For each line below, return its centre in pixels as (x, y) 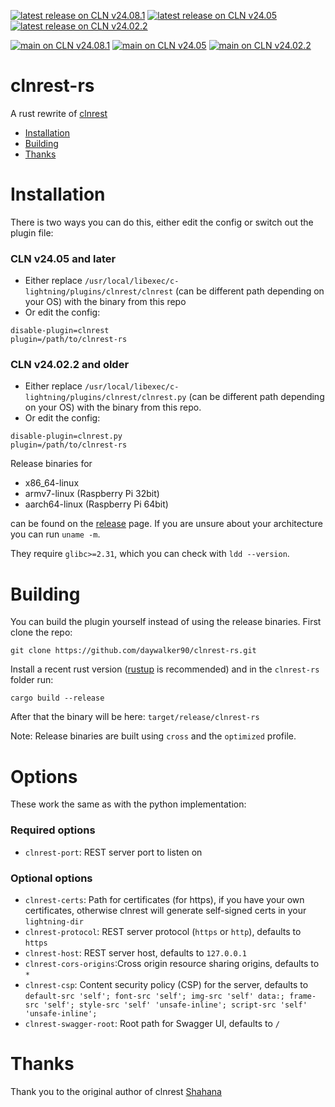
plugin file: (32, 232)
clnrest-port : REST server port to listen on (113, 852)
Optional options (51, 878)
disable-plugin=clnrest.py (66, 436)
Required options (53, 830)
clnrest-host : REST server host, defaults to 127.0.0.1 (136, 952)
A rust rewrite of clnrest (59, 113)
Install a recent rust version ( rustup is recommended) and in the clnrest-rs (165, 669)
